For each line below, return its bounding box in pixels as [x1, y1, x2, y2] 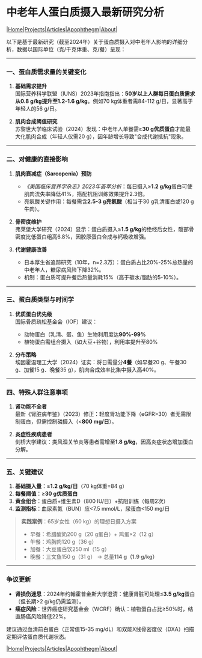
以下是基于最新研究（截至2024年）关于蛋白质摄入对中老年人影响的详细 [6, 38, 183, 45]
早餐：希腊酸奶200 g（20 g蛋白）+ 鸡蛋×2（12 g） [29, 531, 157, 538]
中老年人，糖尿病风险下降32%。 [23, 266, 105, 273]
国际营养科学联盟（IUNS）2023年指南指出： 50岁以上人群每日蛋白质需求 [14, 90, 195, 97]
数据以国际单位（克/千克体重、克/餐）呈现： [16, 46, 126, 53]
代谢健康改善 [14, 246, 47, 253]
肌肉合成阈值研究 [14, 118, 58, 125]
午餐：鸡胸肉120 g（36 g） [29, 538, 97, 546]
